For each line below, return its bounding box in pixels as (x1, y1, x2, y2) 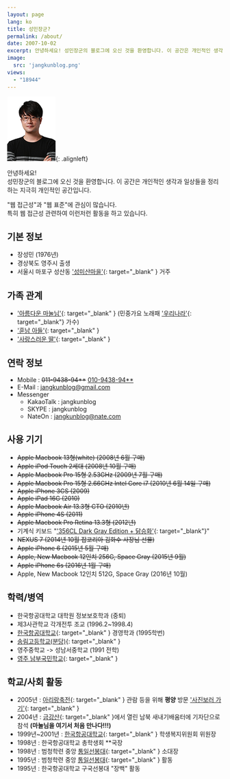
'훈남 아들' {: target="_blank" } (16, 326, 100, 335)
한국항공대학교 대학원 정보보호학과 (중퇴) (16, 611, 127, 620)
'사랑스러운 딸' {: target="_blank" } (16, 335, 111, 343)
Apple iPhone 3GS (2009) (16, 486, 90, 495)
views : (7, 69, 26, 76)
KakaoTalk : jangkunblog (27, 397, 97, 405)
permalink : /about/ (7, 33, 63, 40)
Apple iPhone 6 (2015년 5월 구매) (16, 543, 110, 552)
